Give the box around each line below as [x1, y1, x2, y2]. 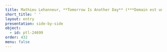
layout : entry [5, 16, 35, 21]
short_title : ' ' [5, 12, 41, 17]
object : [5, 26, 21, 31]
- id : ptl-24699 [9, 30, 43, 35]
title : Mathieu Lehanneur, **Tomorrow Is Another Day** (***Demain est [5, 7, 157, 12]
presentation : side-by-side [5, 21, 64, 26]
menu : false [5, 40, 30, 45]
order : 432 [5, 35, 28, 40]
